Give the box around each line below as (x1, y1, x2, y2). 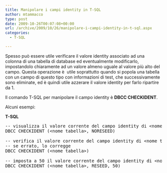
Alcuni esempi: (5, 104, 36, 110)
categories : (5, 30, 30, 35)
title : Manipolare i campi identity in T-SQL (5, 7, 101, 12)
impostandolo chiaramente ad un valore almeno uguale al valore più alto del (5, 63, 160, 70)
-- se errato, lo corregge (5, 143, 71, 149)
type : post (5, 16, 28, 21)
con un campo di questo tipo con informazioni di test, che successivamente (5, 74, 161, 80)
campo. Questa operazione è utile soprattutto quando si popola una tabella (5, 69, 160, 75)
